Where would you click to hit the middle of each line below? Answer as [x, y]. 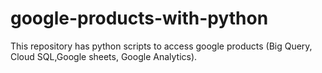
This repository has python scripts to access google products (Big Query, [161, 46]
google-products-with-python [139, 18]
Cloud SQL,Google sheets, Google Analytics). [104, 56]
